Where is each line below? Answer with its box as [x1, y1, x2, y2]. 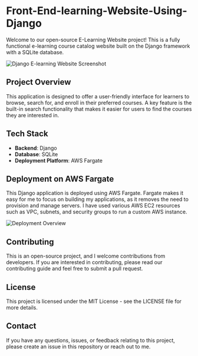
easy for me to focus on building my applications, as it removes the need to [6, 196, 189, 203]
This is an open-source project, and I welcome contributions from [6, 252, 166, 260]
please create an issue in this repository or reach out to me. [6, 343, 151, 350]
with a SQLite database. [6, 48, 64, 55]
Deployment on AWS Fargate [6, 174, 114, 184]
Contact [6, 321, 37, 331]
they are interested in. [6, 111, 60, 118]
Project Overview [6, 77, 71, 87]
